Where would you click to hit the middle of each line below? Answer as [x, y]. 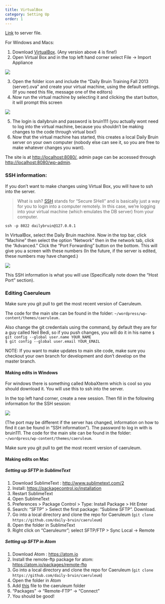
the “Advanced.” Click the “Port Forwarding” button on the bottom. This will [81, 245]
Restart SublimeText [33, 493]
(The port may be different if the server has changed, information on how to [82, 422]
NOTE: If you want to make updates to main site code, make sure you [75, 350]
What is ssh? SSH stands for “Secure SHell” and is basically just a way [88, 201]
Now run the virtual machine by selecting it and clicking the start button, [85, 97]
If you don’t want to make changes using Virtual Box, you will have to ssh [79, 186]
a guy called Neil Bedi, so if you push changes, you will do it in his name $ [80, 332]
